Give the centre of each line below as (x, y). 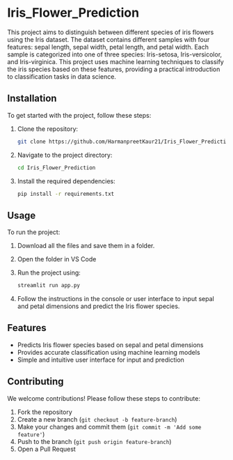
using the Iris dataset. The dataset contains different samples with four (109, 39)
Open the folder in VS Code (57, 259)
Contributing (35, 382)
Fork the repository (45, 412)
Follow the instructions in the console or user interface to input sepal (115, 299)
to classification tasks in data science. (62, 76)
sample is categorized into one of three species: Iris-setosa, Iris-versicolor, (115, 54)
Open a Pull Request (47, 449)
